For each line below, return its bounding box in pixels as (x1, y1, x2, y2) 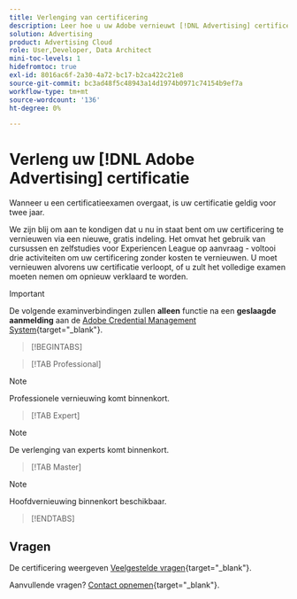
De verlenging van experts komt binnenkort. (9, 445, 170, 455)
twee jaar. (9, 207, 45, 218)
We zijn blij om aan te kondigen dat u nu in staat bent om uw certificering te (9, 224, 285, 235)
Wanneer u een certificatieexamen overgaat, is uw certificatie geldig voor (9, 198, 277, 208)
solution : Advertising (9, 29, 93, 38)
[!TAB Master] (30, 462, 82, 472)
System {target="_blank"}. (9, 324, 103, 335)
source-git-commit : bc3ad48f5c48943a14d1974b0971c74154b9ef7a (9, 79, 243, 88)
